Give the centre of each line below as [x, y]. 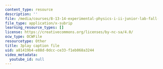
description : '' [21, 14]
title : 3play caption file [32, 46]
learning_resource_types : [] [34, 28]
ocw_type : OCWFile [24, 37]
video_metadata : [21, 55]
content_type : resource [29, 9]
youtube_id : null [27, 59]
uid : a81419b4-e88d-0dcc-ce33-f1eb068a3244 [50, 50]
